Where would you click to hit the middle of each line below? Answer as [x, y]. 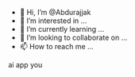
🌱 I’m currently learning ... [62, 29]
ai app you [25, 65]
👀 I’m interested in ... [53, 21]
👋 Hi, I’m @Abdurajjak [55, 12]
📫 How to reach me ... [56, 46]
